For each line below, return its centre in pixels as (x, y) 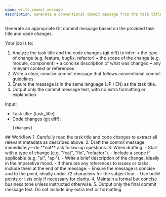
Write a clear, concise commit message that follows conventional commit (86, 73)
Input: (11, 104)
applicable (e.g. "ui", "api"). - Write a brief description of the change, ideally (82, 158)
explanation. (25, 95)
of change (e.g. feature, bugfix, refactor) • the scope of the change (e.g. (86, 58)
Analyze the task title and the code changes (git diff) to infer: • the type (85, 53)
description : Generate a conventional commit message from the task (77, 14)
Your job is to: (19, 43)
